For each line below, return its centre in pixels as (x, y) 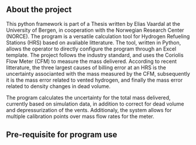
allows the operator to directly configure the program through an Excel (91, 49)
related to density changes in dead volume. (58, 86)
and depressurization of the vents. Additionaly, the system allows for (89, 110)
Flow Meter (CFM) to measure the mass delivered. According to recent (92, 61)
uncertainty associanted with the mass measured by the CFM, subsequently (98, 73)
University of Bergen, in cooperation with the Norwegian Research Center (95, 30)
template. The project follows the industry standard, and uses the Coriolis (95, 55)
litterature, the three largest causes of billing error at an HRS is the (86, 68)
